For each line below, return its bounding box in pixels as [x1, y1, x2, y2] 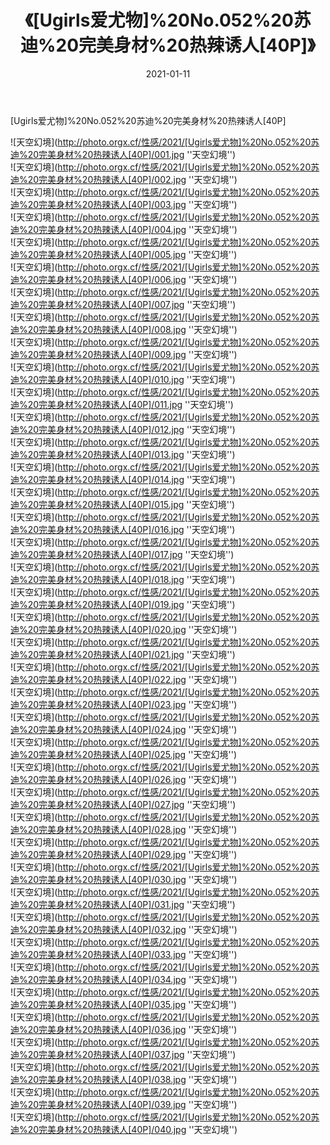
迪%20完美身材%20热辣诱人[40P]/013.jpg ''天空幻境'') [10, 448, 236, 460]
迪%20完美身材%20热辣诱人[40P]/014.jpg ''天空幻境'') [10, 473, 236, 485]
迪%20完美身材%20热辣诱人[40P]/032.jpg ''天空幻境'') [10, 923, 238, 935]
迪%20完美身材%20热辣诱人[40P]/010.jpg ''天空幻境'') [10, 373, 236, 385]
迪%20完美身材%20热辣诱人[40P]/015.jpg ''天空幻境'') [10, 498, 236, 510]
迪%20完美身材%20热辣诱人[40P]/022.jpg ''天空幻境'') [10, 673, 238, 685]
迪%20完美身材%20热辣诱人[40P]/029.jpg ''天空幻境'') [10, 848, 238, 860]
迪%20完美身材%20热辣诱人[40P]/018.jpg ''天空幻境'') [10, 573, 236, 585]
